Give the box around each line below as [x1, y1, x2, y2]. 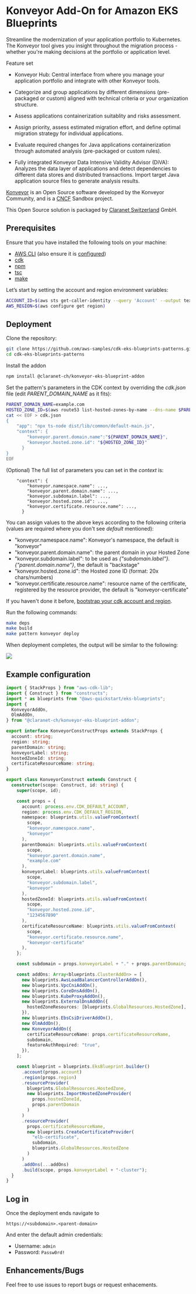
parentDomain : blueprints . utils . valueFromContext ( [21, 841, 148, 848]
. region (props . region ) [21, 1075, 77, 1080]
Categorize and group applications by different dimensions [14, 88, 156, 95]
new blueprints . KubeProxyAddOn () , [21, 993, 106, 999]
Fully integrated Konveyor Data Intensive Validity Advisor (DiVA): [14, 159, 169, 166]
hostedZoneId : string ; [11, 755, 66, 761]
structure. [14, 101, 38, 108]
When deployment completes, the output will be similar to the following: [6, 642, 178, 649]
